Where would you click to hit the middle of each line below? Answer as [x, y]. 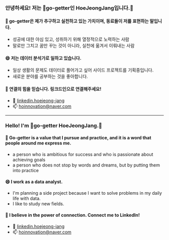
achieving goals [29, 159]
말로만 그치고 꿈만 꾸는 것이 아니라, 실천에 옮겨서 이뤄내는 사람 [73, 46]
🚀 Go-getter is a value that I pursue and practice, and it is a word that [78, 138]
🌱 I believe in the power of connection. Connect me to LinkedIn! [72, 215]
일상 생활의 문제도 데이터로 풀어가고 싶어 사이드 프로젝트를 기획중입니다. [83, 70]
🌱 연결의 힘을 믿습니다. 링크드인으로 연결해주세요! [53, 89]
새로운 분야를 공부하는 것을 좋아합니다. [50, 76]
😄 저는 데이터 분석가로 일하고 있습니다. [43, 58]
